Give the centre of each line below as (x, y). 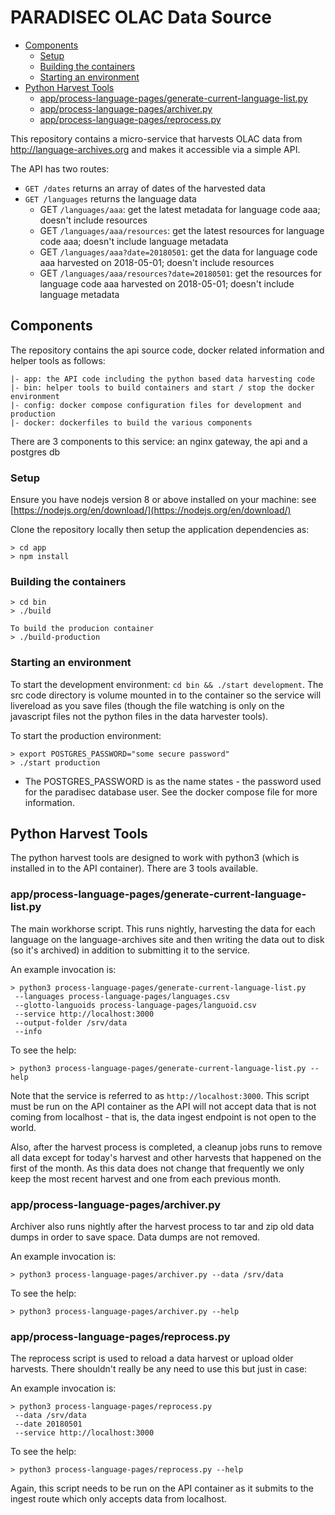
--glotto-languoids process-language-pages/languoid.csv (135, 1005)
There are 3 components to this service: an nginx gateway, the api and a (159, 441)
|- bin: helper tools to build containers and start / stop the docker (162, 387)
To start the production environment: (86, 735)
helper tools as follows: (58, 360)
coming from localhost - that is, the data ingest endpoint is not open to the (163, 1117)
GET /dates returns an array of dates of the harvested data (145, 188)
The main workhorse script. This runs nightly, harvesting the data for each (163, 928)
